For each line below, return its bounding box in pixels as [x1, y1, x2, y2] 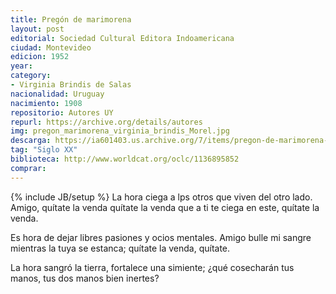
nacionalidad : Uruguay [10, 89, 105, 99]
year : [10, 61, 33, 71]
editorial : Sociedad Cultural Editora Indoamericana [10, 33, 235, 43]
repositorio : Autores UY [10, 107, 114, 118]
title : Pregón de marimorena [10, 14, 132, 25]
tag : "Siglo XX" [10, 145, 78, 155]
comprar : [10, 163, 47, 173]
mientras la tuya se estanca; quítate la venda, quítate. [10, 242, 231, 254]
